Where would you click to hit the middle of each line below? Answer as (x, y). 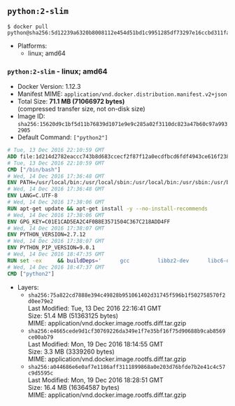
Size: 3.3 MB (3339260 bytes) (71, 351)
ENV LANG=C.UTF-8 (33, 196)
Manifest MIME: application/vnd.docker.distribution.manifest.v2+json (122, 94)
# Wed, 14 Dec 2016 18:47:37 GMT (56, 267)
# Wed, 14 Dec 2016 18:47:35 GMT (56, 254)
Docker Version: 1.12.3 (49, 87)
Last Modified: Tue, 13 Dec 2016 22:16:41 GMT (95, 308)
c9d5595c (41, 373)
